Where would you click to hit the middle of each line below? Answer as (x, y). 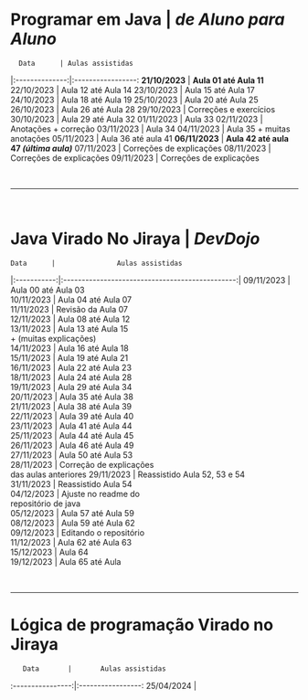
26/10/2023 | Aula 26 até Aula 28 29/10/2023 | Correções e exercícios (143, 109)
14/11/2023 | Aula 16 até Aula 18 (69, 348)
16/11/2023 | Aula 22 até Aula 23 (71, 367)
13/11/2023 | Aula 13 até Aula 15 (69, 328)
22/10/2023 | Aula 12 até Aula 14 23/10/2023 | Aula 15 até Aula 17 (133, 90)
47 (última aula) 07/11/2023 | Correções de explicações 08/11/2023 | (141, 148)
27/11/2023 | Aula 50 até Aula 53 (72, 455)
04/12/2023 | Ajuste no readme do (75, 493)
